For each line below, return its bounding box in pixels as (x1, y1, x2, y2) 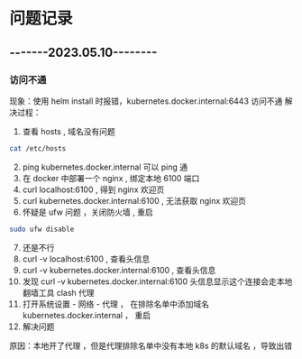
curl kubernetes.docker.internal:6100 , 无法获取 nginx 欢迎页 (22, 195, 246, 206)
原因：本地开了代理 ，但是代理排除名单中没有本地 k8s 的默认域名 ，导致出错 (9, 340, 293, 351)
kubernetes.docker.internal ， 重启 (22, 309, 151, 320)
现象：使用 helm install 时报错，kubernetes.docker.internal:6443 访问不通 (9, 96, 283, 106)
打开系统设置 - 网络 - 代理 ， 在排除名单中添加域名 (22, 299, 210, 309)
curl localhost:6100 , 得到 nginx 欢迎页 (22, 184, 165, 195)
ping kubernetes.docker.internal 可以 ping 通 (22, 161, 188, 172)
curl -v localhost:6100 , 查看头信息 (22, 253, 151, 264)
